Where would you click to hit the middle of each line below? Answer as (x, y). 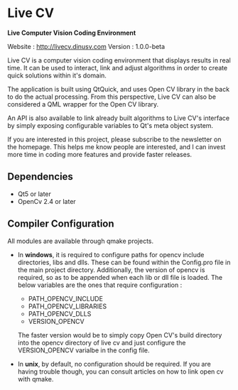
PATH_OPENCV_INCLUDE (65, 298)
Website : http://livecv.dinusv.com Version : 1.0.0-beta (86, 46)
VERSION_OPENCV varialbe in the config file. (83, 350)
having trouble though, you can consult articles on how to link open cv (120, 372)
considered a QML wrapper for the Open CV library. (83, 104)
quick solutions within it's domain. (57, 75)
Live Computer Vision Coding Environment (72, 33)
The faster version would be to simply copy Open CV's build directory (120, 335)
